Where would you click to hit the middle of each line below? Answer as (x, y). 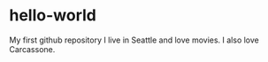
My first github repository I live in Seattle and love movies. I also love (134, 40)
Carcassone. (32, 49)
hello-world (53, 15)
